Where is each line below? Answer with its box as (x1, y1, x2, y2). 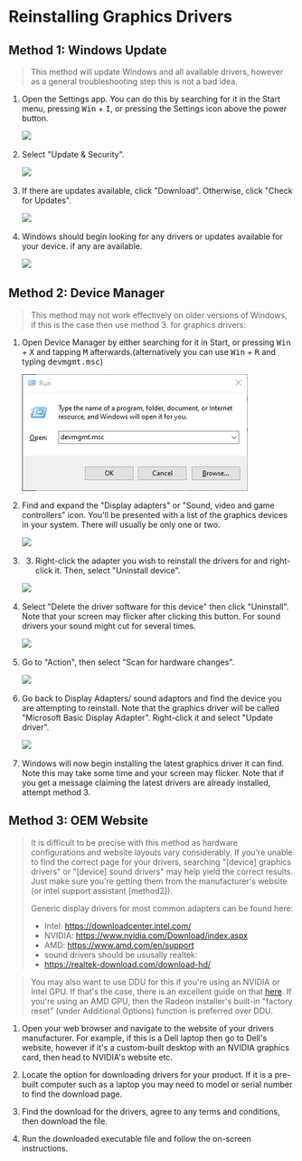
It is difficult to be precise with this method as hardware (30, 837, 239, 848)
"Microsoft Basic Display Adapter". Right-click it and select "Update (21, 712, 273, 723)
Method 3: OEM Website (8, 813, 148, 829)
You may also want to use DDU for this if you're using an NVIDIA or (30, 976, 280, 987)
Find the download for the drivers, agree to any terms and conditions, (21, 1106, 281, 1117)
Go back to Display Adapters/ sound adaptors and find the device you (21, 693, 282, 704)
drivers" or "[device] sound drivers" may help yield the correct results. (30, 866, 294, 877)
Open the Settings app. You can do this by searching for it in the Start (21, 93, 281, 104)
